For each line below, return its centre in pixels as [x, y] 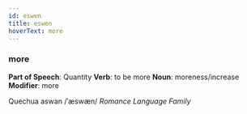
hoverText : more [36, 31]
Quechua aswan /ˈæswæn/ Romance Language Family [100, 101]
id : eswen [25, 16]
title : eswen [30, 23]
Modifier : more [34, 85]
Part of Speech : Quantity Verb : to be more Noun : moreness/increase [124, 77]
